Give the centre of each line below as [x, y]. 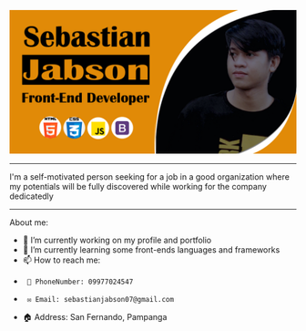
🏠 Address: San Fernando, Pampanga [95, 317]
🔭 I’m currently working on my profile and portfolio [117, 240]
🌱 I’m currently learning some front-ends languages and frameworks [151, 250]
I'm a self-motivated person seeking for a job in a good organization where [149, 177]
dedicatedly [32, 196]
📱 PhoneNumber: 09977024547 [80, 282]
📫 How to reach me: [61, 260]
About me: [29, 222]
